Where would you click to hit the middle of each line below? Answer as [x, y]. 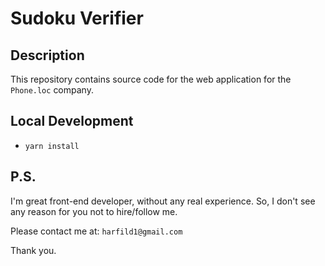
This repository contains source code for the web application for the [151, 79]
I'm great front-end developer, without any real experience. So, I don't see [163, 201]
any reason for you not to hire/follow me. [94, 211]
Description [47, 55]
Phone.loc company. [52, 90]
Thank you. [33, 250]
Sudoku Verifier [77, 18]
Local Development [72, 121]
